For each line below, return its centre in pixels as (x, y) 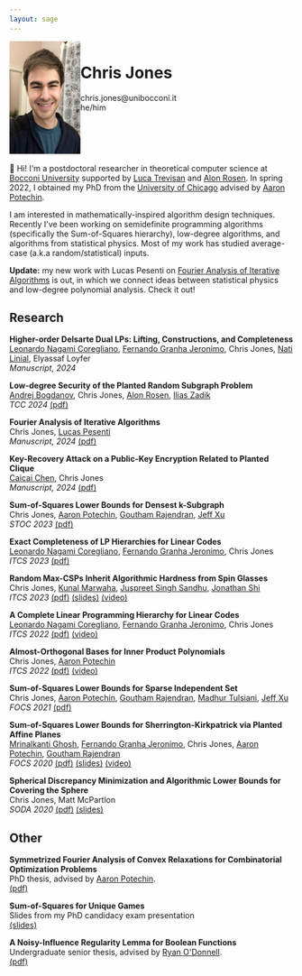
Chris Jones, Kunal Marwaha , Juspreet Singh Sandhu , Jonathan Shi (135, 588)
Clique (22, 468)
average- (268, 243)
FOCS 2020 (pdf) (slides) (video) (71, 763)
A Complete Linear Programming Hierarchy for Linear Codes (124, 615)
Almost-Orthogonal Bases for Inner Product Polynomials (117, 652)
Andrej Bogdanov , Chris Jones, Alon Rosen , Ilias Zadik (110, 395)
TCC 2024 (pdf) (39, 405)
